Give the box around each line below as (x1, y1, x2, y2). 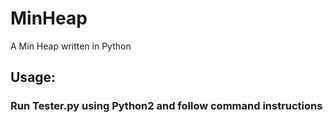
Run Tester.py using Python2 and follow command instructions (10, 99, 323, 113)
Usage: (10, 69, 57, 86)
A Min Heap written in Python (10, 40, 132, 52)
